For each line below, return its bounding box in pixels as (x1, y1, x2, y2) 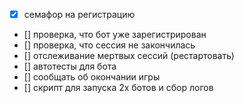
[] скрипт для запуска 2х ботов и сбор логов (23, 82, 214, 94)
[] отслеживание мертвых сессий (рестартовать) (23, 50, 235, 62)
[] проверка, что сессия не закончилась (23, 39, 196, 51)
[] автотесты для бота (23, 60, 117, 73)
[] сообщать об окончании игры (23, 71, 161, 83)
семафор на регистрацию (23, 9, 136, 20)
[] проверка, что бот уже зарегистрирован (23, 29, 207, 41)
